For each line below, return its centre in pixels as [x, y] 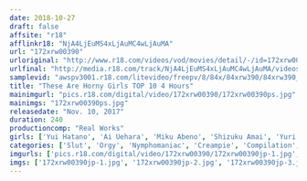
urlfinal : [28, 69]
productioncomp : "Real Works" [67, 129]
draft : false [34, 27]
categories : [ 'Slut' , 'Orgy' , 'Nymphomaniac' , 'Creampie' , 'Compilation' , [155, 145]
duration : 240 [37, 120]
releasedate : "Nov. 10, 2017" [67, 112]
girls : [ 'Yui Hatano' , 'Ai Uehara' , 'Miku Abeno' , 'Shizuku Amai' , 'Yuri [153, 137]
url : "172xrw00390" [47, 52]
